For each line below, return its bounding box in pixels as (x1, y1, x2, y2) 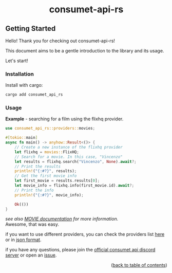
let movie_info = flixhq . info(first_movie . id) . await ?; (14, 183, 135, 188)
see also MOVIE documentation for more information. (5, 216, 119, 222)
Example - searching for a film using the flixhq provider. (5, 116, 124, 122)
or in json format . (5, 236, 42, 243)
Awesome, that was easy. (5, 221, 59, 227)
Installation (5, 70, 34, 78)
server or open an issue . (5, 252, 57, 258)
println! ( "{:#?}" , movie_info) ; (14, 192, 84, 197)
